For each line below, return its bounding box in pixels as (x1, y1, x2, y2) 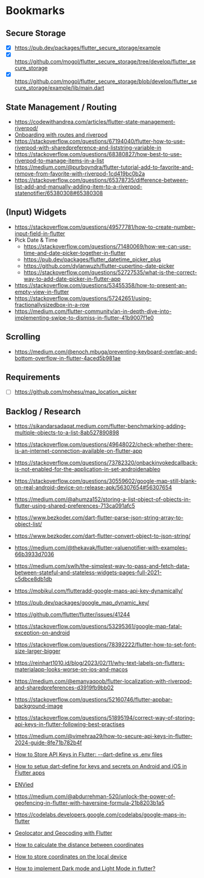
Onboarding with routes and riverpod (14, 131, 108, 138)
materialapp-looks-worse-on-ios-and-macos (14, 666, 128, 673)
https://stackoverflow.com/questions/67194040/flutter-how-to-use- (14, 138, 186, 145)
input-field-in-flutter (14, 229, 65, 237)
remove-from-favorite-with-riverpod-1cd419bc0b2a (14, 170, 146, 177)
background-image (14, 702, 63, 710)
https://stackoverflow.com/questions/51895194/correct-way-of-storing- (14, 714, 195, 722)
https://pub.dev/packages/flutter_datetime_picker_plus (23, 256, 161, 263)
